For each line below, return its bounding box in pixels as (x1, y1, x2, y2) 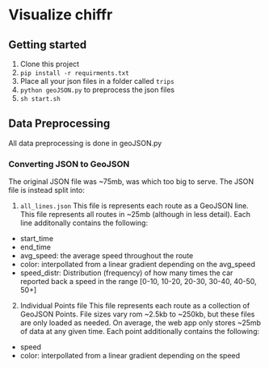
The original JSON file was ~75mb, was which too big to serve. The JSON (8, 177, 254, 186)
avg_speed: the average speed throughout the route (19, 251, 194, 261)
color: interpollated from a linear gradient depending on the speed (19, 351, 241, 361)
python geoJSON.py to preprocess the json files (19, 85, 175, 94)
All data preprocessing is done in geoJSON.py (8, 138, 162, 148)
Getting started (8, 38, 87, 52)
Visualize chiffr (8, 6, 113, 24)
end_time (19, 242, 51, 252)
